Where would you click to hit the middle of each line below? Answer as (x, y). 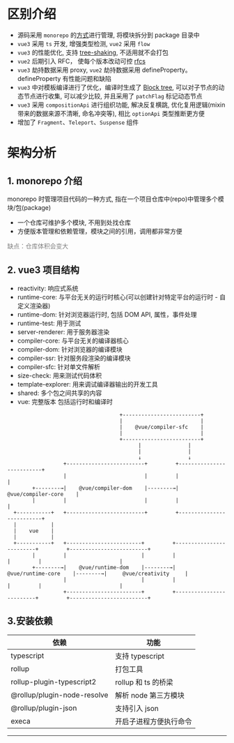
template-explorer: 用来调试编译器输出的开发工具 (87, 384)
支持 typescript (140, 656)
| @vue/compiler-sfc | (162, 427)
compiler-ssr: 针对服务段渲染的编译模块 (74, 358)
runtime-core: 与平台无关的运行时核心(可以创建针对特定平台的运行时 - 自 (122, 297)
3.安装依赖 (30, 621)
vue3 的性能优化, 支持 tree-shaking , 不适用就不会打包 (93, 52)
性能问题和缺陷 (90, 78)
